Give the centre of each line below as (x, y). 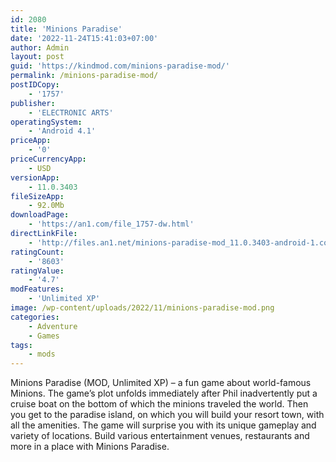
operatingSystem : (46, 122)
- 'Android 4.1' (62, 131)
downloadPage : (40, 215)
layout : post (37, 57)
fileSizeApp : (37, 196)
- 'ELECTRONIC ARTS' (71, 112)
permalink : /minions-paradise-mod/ (84, 76)
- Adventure (53, 326)
